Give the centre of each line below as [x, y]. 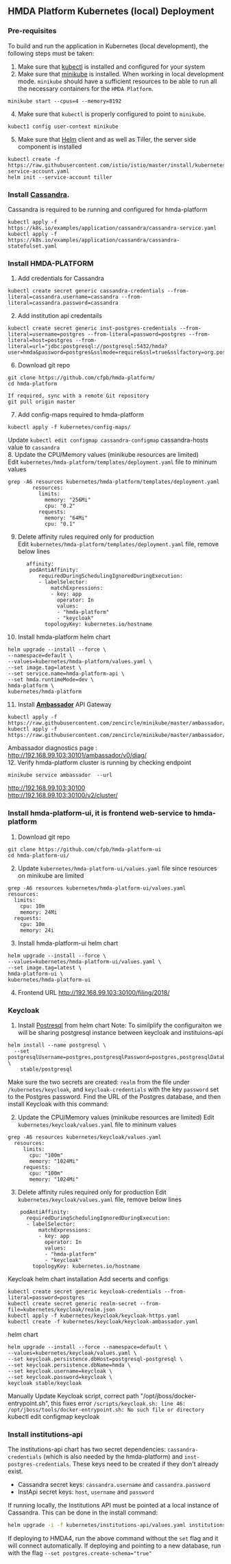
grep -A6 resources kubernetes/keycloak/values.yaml [85, 1137]
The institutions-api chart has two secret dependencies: [87, 1449]
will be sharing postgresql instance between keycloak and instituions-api [120, 1032]
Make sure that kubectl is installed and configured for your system [111, 66]
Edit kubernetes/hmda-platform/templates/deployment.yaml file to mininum [112, 462]
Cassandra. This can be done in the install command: [83, 1512]
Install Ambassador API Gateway [64, 705]
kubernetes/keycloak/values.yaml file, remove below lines [100, 1199]
